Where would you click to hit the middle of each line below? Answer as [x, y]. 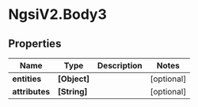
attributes [31, 92]
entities [27, 79]
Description [120, 66]
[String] [73, 92]
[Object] [74, 79]
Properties [35, 44]
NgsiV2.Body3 [57, 15]
